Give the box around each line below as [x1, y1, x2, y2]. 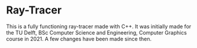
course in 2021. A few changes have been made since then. [6, 35, 152, 42]
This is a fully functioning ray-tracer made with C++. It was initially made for [6, 23, 192, 30]
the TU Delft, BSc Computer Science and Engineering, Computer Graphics [6, 29, 188, 36]
